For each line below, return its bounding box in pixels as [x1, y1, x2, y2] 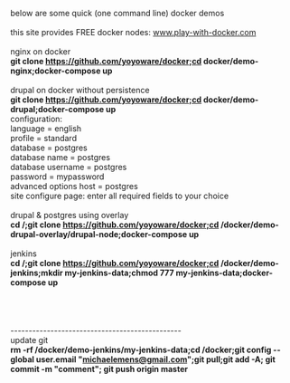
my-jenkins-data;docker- [175, 267, 274, 278]
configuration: [10, 113, 62, 124]
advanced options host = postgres [10, 181, 138, 191]
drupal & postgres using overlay [10, 210, 129, 220]
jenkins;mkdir [10, 267, 64, 278]
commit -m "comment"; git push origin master [10, 364, 189, 374]
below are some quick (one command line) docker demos [10, 8, 225, 18]
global [10, 354, 35, 365]
